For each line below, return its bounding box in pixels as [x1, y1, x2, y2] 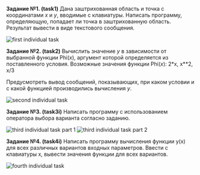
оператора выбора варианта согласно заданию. [6, 114, 130, 121]
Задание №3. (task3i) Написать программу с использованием [6, 108, 168, 115]
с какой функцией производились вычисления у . [6, 85, 132, 92]
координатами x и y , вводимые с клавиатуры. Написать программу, [6, 11, 182, 19]
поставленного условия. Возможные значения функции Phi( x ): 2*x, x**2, [6, 60, 193, 67]
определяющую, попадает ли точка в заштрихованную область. [6, 18, 171, 25]
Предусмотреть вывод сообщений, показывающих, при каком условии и [6, 78, 195, 85]
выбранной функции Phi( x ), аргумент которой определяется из [6, 54, 169, 61]
